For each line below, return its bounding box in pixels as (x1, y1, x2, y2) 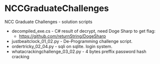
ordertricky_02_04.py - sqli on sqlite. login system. (11, 43, 113, 49)
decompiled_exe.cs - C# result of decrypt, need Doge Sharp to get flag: (11, 28, 156, 34)
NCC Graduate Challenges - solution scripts (4, 19, 93, 25)
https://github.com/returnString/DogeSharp (18, 33, 107, 39)
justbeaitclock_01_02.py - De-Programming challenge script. (11, 38, 133, 44)
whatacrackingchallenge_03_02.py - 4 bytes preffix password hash (11, 49, 147, 54)
